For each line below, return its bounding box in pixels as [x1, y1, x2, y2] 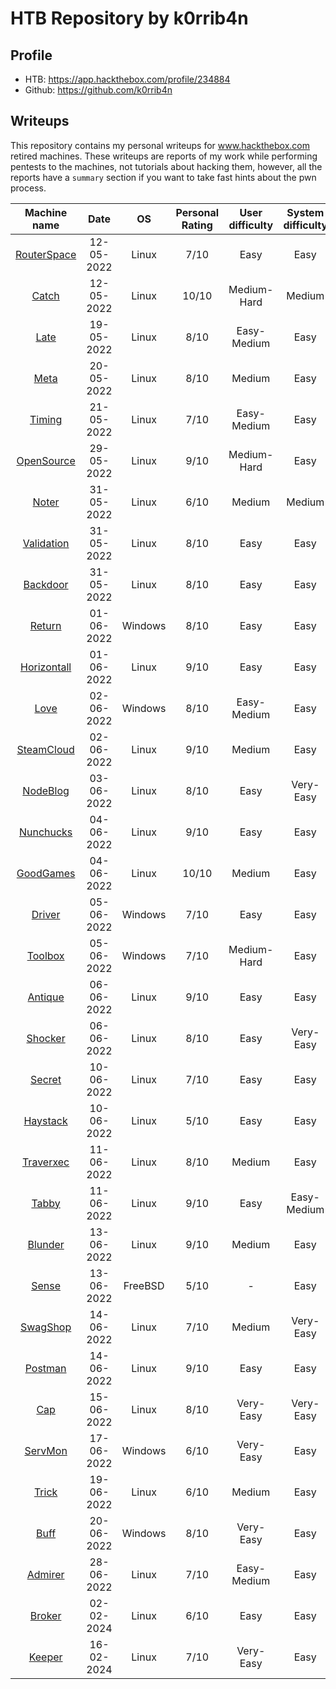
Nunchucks [18, 825, 73, 839]
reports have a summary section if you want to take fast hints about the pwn [10, 171, 317, 183]
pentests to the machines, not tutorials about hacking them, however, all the [10, 160, 323, 172]
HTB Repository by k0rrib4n [10, 7, 249, 30]
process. [10, 182, 47, 194]
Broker [29, 1608, 62, 1622]
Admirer [26, 1567, 65, 1581]
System [286, 205, 325, 219]
